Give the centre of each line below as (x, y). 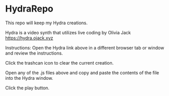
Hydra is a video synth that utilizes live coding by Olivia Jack (68, 32)
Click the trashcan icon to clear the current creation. (60, 63)
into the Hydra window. (29, 78)
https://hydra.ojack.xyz (29, 38)
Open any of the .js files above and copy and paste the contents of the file (82, 73)
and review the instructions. (34, 53)
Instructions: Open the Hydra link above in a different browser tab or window (85, 47)
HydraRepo (30, 9)
